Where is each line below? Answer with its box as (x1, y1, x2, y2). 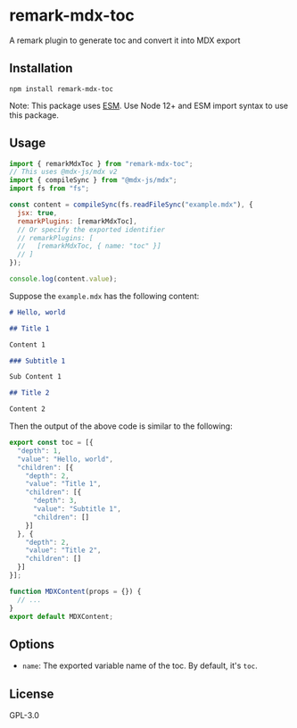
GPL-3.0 (9, 710, 40, 721)
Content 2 (9, 405, 46, 414)
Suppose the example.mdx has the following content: (9, 290, 200, 301)
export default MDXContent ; (9, 612, 114, 621)
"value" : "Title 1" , (25, 480, 102, 489)
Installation (9, 61, 73, 76)
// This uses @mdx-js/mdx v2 (9, 167, 118, 177)
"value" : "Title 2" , (25, 546, 102, 555)
